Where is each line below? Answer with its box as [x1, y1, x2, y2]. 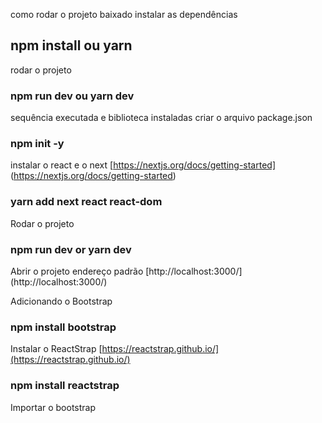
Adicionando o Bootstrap [10, 295, 113, 307]
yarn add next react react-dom [10, 195, 163, 209]
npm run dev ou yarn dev [10, 89, 135, 103]
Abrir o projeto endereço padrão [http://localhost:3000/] [10, 265, 243, 277]
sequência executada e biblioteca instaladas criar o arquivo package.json [10, 112, 313, 124]
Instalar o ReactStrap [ [10, 343, 103, 355]
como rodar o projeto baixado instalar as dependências [10, 9, 238, 20]
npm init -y [10, 137, 65, 151]
